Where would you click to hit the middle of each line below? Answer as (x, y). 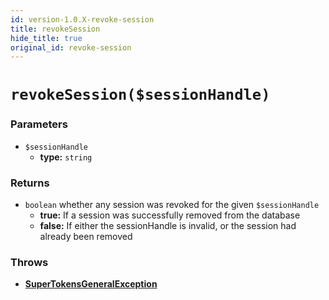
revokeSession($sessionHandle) (140, 95)
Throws (29, 262)
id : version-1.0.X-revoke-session (82, 19)
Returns (30, 183)
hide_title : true (46, 38)
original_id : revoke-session (71, 47)
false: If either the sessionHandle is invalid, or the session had (168, 226)
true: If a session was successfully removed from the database (170, 215)
